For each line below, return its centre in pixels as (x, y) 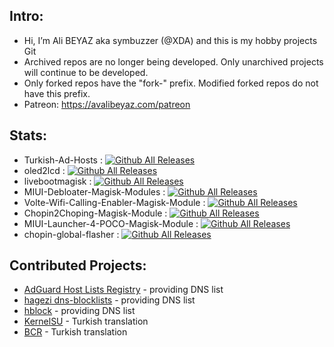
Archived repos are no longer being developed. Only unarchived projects (173, 61)
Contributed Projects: (78, 265)
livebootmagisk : (57, 181)
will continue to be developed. (86, 72)
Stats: (28, 135)
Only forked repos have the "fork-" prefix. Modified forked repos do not (171, 83)
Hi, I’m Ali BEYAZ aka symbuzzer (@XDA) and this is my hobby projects (170, 40)
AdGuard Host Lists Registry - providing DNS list (123, 290)
